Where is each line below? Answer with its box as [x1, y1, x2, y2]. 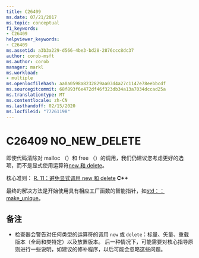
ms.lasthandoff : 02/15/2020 [6, 102, 76, 109]
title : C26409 [6, 8, 42, 15]
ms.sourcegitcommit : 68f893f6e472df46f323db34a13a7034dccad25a [6, 86, 166, 92]
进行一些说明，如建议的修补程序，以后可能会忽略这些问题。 [20, 245, 166, 253]
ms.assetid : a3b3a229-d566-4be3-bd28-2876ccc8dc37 [6, 48, 134, 54]
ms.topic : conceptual [6, 20, 60, 26]
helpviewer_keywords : [6, 36, 60, 42]
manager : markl [6, 64, 44, 70]
